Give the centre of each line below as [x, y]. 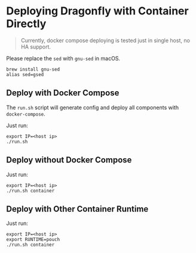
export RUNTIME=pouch [33, 240]
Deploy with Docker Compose [63, 93]
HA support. [36, 47]
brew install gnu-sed [33, 69]
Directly [26, 24]
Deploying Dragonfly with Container [98, 11]
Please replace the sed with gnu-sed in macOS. [63, 58]
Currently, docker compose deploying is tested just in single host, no [105, 40]
